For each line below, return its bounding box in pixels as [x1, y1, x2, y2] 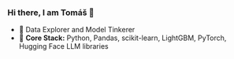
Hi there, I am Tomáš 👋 [7, 7, 95, 18]
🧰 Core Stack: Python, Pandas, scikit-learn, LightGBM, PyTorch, [18, 33, 227, 42]
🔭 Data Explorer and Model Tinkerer [18, 25, 136, 35]
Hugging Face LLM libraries [18, 42, 109, 51]
